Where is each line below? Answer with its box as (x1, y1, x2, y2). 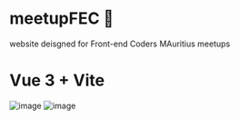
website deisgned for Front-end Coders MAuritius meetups (9, 38, 231, 49)
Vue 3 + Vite (9, 70, 105, 91)
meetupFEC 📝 (9, 8, 115, 29)
